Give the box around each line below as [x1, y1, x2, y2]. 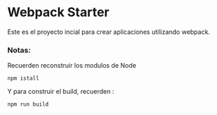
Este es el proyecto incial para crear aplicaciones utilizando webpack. [7, 28, 211, 36]
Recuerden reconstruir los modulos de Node [7, 61, 136, 70]
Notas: [7, 45, 31, 55]
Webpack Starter [7, 4, 110, 20]
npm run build [7, 101, 49, 108]
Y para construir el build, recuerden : [7, 87, 115, 96]
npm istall [7, 75, 40, 82]
